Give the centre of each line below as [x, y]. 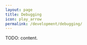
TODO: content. [21, 38]
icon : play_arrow [24, 19]
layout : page [19, 10]
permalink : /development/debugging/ [44, 24]
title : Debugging [24, 14]
